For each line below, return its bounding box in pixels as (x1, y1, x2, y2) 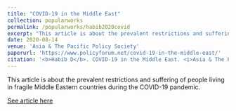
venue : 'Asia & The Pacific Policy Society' (7, 43, 140, 50)
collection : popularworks (7, 17, 83, 24)
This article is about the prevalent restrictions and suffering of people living (7, 75, 225, 84)
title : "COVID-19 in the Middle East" (7, 10, 121, 18)
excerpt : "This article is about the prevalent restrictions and (7, 30, 202, 37)
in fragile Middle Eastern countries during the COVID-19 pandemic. (7, 82, 201, 91)
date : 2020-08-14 (7, 37, 58, 44)
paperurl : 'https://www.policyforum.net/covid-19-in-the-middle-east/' (7, 50, 221, 57)
